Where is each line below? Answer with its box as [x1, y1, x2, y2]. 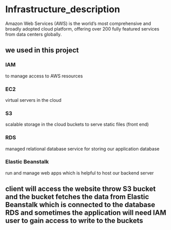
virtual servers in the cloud [5, 97, 62, 103]
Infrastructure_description [5, 4, 120, 15]
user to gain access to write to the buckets [5, 216, 143, 225]
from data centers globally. [5, 31, 62, 37]
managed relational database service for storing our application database [5, 146, 160, 152]
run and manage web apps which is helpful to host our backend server [5, 169, 154, 176]
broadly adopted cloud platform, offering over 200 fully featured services [5, 25, 160, 32]
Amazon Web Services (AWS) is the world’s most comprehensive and [5, 20, 152, 26]
